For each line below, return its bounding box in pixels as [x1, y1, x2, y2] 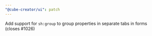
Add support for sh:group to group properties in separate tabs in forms [5, 20, 148, 26]
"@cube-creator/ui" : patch [5, 7, 60, 12]
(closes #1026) [5, 25, 35, 32]
